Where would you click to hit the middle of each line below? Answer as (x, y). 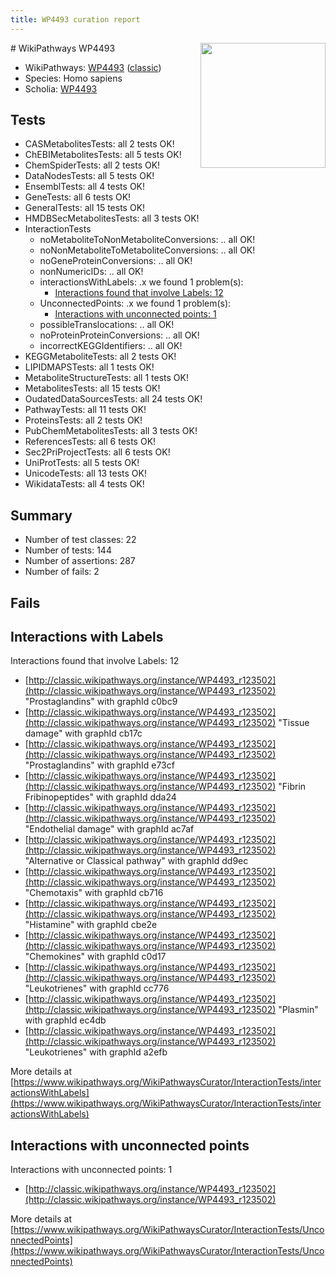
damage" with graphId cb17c (83, 733)
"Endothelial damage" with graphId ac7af (109, 829)
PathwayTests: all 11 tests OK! (85, 410)
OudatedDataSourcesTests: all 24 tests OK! (113, 399)
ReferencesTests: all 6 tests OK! (90, 442)
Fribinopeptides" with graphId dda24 (100, 797)
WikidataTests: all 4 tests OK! (84, 484)
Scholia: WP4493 (61, 88)
